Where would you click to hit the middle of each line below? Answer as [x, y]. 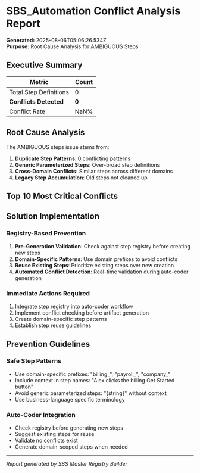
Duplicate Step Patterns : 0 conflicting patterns [73, 158]
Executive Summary [44, 65]
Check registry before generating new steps [69, 428]
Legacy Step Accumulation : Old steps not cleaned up [81, 178]
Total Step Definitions [39, 92]
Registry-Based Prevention [46, 234]
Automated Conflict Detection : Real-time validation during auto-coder [101, 272]
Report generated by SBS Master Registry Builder [67, 463]
